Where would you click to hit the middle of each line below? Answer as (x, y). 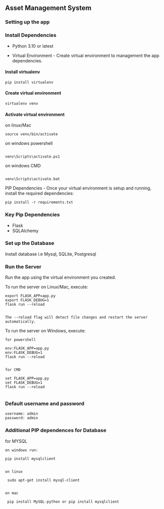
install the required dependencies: (40, 193)
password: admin (22, 418)
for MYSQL (16, 441)
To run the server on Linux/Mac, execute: (47, 287)
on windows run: (22, 450)
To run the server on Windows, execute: (45, 331)
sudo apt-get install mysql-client (43, 480)
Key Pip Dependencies (33, 214)
